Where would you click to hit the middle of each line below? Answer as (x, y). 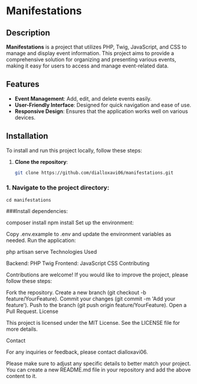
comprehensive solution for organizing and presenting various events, (91, 59)
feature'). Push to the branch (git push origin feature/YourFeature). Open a (96, 305)
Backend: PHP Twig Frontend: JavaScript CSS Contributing (78, 263)
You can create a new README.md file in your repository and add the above (98, 370)
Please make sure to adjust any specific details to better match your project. (98, 363)
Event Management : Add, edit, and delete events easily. (83, 98)
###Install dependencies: (37, 211)
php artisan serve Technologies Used (52, 251)
